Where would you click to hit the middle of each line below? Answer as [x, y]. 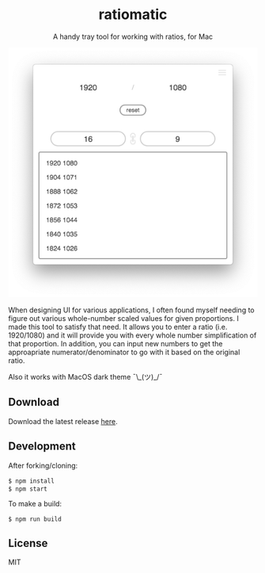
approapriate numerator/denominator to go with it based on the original [124, 352]
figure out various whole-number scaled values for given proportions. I [123, 318]
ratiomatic [133, 15]
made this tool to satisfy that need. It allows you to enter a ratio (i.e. [118, 327]
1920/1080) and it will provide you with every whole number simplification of [132, 335]
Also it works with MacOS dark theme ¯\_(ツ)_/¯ [85, 376]
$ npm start [28, 489]
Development [42, 447]
